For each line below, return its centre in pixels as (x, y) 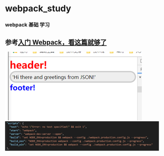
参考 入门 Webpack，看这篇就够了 (56, 42)
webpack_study (38, 9)
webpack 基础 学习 (28, 25)
